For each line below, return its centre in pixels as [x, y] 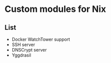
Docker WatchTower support [41, 39]
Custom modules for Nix [55, 9]
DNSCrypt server [29, 50]
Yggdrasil [21, 55]
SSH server [23, 45]
